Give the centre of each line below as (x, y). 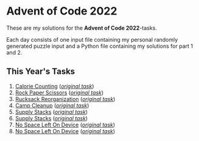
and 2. (14, 52)
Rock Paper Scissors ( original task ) (59, 93)
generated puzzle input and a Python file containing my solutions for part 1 (100, 46)
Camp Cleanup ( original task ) (52, 105)
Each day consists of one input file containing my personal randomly (92, 39)
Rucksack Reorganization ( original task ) (65, 99)
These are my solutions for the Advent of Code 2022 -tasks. (82, 28)
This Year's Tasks (41, 72)
